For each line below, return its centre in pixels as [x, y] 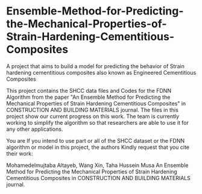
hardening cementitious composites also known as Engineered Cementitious [101, 72]
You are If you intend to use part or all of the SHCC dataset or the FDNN [96, 140]
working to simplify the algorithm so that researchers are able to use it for [97, 122]
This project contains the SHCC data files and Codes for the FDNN [89, 90]
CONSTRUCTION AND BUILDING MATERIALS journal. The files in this [93, 110]
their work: [20, 153]
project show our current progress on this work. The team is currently [93, 116]
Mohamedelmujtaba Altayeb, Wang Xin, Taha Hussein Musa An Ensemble [97, 165]
